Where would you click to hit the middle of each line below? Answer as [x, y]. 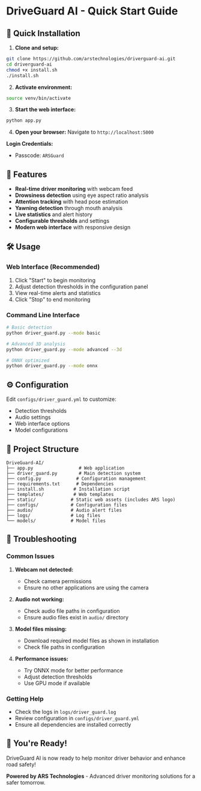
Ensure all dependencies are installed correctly [73, 724]
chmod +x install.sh [32, 70]
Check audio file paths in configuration [72, 611]
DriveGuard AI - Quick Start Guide [92, 11]
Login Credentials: [30, 144]
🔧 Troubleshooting [41, 539]
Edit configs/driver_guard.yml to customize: [61, 399]
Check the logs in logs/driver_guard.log [65, 712]
